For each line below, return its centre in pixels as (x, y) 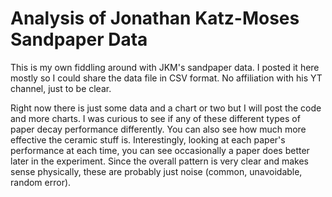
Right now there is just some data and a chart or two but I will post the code (166, 108)
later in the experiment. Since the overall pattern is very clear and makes (159, 161)
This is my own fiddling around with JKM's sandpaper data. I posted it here (165, 67)
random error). (41, 182)
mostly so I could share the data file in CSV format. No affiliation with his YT (166, 78)
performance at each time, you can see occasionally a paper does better (160, 150)
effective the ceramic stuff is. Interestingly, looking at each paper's (148, 139)
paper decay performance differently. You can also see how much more (158, 129)
